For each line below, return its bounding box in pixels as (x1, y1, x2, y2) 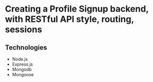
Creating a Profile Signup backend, (5, 3, 149, 15)
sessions (5, 24, 42, 35)
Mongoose (12, 72, 34, 77)
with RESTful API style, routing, (5, 14, 134, 25)
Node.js (12, 56, 28, 62)
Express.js (12, 62, 33, 67)
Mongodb (12, 66, 32, 72)
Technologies (5, 43, 48, 51)
